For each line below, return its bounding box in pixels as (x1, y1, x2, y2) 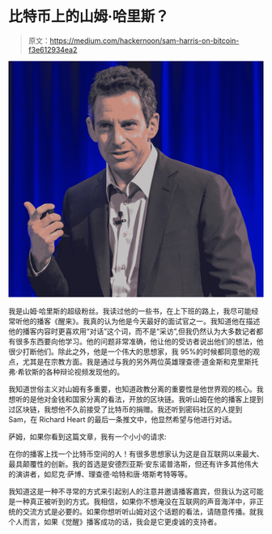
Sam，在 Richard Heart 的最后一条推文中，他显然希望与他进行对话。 (8, 414, 236, 424)
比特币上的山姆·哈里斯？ (8, 7, 170, 26)
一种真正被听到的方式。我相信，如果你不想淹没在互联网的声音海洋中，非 (15, 496, 257, 506)
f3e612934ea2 (28, 45, 78, 54)
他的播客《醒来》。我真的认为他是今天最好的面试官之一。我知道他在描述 (22, 316, 261, 326)
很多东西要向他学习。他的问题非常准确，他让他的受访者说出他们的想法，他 (15, 336, 264, 346)
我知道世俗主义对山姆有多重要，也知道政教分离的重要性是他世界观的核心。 (8, 384, 257, 394)
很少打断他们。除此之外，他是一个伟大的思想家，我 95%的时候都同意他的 (8, 346, 253, 357)
